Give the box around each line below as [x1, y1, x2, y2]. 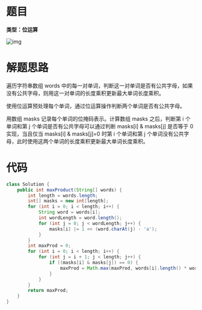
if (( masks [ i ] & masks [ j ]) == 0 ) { [49, 259, 139, 266]
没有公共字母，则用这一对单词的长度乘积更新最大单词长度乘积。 [6, 89, 164, 96]
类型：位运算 [6, 26, 38, 33]
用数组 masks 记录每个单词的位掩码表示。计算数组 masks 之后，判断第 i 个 [6, 115, 191, 122]
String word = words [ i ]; [38, 209, 101, 215]
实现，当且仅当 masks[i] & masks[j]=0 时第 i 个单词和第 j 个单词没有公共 [6, 130, 185, 137]
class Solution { [6, 181, 50, 187]
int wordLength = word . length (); [38, 215, 122, 221]
